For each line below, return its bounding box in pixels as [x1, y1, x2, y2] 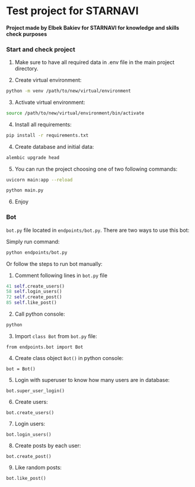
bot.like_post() [6, 475, 46, 481]
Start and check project [6, 45, 75, 53]
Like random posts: [14, 464, 62, 471]
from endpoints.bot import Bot [6, 344, 84, 350]
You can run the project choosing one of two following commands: [14, 165, 178, 173]
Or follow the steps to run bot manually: [6, 260, 103, 268]
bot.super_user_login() [6, 387, 65, 394]
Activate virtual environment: [14, 98, 85, 106]
